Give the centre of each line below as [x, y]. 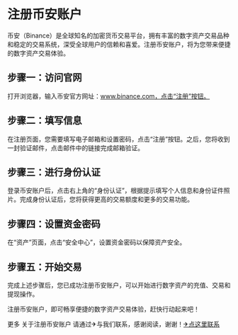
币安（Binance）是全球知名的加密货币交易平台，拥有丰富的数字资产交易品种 [119, 35]
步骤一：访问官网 [45, 78]
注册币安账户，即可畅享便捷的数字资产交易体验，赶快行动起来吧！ [103, 309]
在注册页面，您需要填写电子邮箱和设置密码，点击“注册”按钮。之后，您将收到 [119, 139]
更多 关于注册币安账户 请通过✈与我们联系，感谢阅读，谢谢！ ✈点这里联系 [114, 324]
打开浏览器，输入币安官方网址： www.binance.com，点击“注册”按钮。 [109, 96]
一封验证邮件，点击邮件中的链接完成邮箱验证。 [75, 148]
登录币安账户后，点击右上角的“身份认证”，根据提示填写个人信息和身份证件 [116, 191]
